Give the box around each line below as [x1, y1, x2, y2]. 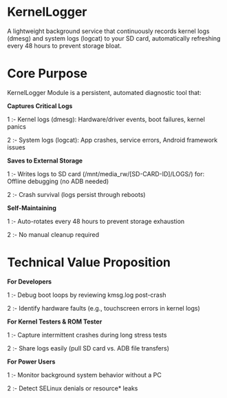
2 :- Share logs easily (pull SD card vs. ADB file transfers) [7, 344, 170, 352]
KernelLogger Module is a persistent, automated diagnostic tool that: [7, 88, 202, 96]
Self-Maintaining [7, 204, 57, 212]
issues [7, 143, 25, 151]
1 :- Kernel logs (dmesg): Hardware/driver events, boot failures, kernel [7, 115, 205, 123]
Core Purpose [7, 66, 88, 81]
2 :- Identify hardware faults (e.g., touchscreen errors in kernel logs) [7, 304, 201, 312]
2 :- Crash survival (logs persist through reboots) [7, 190, 146, 198]
